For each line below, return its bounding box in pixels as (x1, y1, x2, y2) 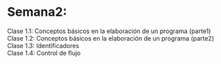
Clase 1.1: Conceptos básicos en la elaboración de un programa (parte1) (7, 27, 211, 35)
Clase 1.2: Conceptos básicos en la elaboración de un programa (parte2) (7, 34, 215, 42)
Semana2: (7, 4, 67, 20)
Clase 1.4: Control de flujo (7, 49, 81, 57)
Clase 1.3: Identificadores (7, 41, 80, 50)
